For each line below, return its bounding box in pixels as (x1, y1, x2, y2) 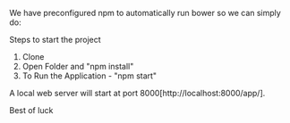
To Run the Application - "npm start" (21, 70, 158, 81)
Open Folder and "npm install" (21, 61, 134, 71)
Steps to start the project (9, 35, 101, 45)
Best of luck (9, 105, 54, 115)
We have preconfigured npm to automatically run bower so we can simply (9, 8, 282, 18)
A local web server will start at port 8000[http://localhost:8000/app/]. (9, 88, 266, 98)
